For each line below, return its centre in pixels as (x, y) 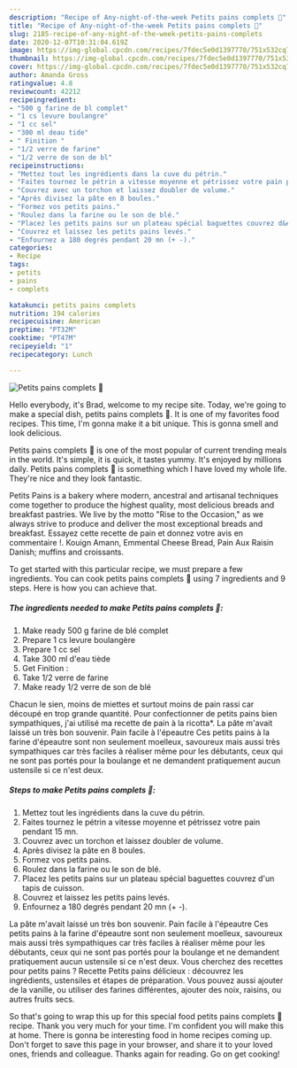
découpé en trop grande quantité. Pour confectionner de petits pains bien (143, 713)
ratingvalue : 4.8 (41, 83)
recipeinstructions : (47, 166)
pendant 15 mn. (50, 831)
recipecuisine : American (55, 321)
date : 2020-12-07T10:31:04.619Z (69, 42)
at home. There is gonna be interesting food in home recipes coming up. (141, 1035)
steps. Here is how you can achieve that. (83, 588)
